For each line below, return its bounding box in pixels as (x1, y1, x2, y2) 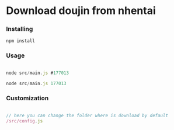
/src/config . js (6, 118, 43, 124)
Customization (6, 94, 49, 103)
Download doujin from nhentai (6, 4, 156, 17)
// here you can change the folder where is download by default (6, 113, 168, 118)
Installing (6, 25, 33, 33)
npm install (6, 38, 35, 44)
